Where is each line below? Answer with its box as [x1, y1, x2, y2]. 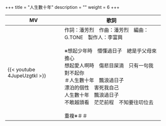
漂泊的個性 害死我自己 [64, 84, 120, 91]
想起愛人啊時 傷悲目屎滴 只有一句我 [64, 62, 154, 69]
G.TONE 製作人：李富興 [64, 34, 123, 41]
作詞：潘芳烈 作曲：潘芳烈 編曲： [64, 26, 149, 33]
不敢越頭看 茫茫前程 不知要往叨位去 [64, 99, 154, 105]
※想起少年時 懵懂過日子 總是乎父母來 [64, 48, 157, 54]
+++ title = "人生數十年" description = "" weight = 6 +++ [5, 4, 120, 10]
